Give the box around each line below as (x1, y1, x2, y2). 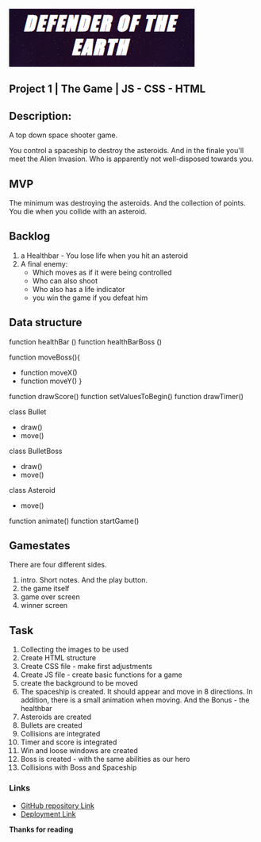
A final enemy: (20, 259, 68, 268)
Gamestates (9, 539, 71, 552)
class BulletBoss (9, 446, 63, 456)
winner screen (20, 601, 68, 610)
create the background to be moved (20, 679, 138, 688)
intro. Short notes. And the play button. (20, 575, 148, 585)
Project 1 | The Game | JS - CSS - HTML (9, 83, 206, 96)
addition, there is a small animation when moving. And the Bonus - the (20, 695, 250, 705)
